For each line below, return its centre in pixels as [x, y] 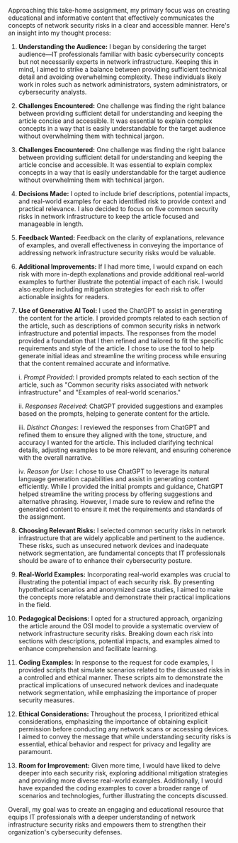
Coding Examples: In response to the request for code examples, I [115, 662]
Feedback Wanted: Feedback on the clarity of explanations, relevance [121, 238]
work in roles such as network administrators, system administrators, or [123, 84]
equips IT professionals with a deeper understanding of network [102, 817]
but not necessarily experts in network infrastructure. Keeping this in [118, 62]
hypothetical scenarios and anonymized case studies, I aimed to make [121, 590]
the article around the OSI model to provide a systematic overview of [119, 626]
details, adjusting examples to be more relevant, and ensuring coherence [125, 450]
